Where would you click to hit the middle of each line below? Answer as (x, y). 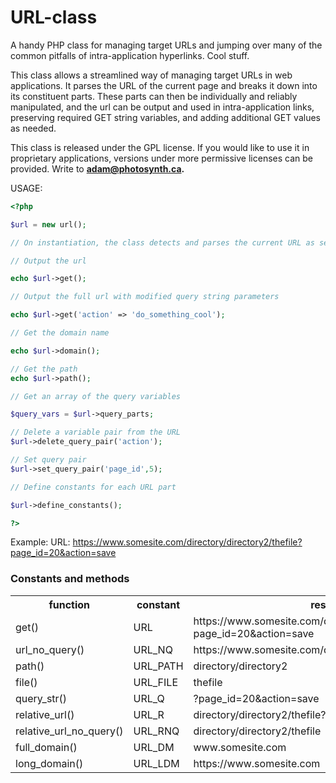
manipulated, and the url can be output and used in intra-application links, (162, 107)
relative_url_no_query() (69, 731)
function (69, 604)
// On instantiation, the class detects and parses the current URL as (162, 242)
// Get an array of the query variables (96, 396)
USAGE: (26, 188)
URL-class (54, 17)
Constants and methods (70, 579)
